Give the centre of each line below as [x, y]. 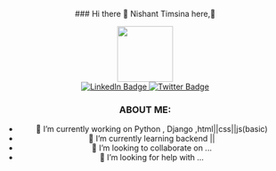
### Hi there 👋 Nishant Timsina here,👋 [145, 14]
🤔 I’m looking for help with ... [152, 158]
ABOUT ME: [145, 110]
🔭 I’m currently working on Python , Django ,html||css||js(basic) [151, 129]
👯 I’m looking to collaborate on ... [152, 148]
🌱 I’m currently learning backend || [152, 139]
